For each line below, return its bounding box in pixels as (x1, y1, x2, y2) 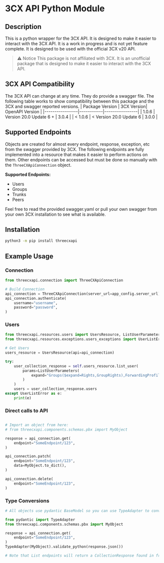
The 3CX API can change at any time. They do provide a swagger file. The (5, 93, 154, 99)
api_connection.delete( (5, 476, 54, 481)
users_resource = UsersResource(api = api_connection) (5, 350, 115, 356)
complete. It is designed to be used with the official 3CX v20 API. (5, 46, 136, 51)
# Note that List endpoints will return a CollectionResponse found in (5, 553, 154, 558)
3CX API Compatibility (5, 80, 75, 88)
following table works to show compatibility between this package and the (5, 98, 155, 104)
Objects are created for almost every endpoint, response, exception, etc (5, 141, 150, 147)
